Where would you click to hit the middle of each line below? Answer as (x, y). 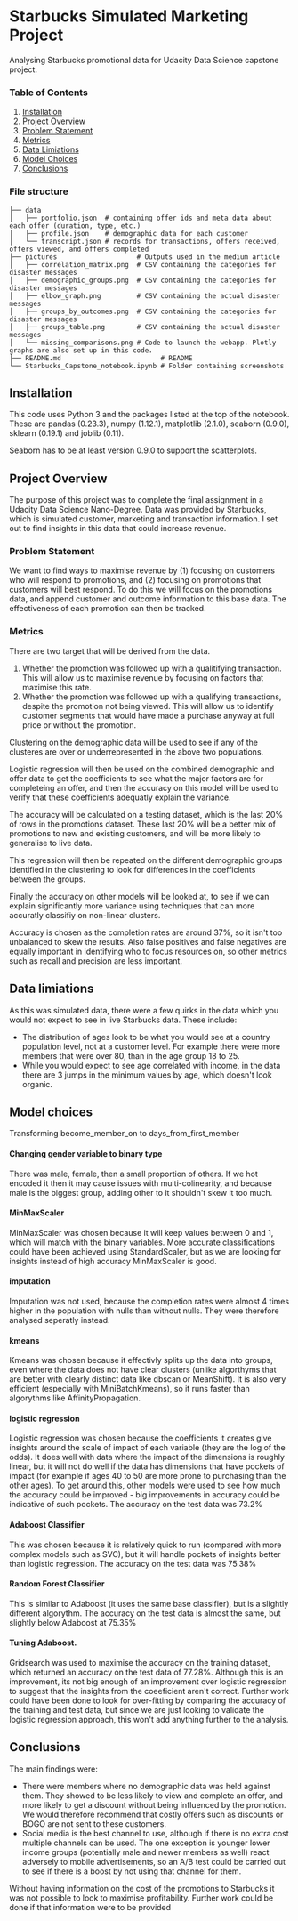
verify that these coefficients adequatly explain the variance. (120, 797)
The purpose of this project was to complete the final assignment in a (137, 500)
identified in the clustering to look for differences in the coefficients (133, 869)
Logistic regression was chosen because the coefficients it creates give (141, 1438)
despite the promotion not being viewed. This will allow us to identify (148, 706)
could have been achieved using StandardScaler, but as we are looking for (145, 1251)
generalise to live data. (51, 843)
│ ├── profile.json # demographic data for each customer (129, 233)
